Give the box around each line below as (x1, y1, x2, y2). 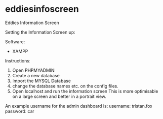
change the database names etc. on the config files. (12, 83, 119, 89)
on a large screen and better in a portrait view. (12, 93, 107, 99)
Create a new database (12, 72, 60, 78)
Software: (5, 38, 25, 45)
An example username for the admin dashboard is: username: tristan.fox (5, 103, 153, 109)
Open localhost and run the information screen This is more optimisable (12, 88, 159, 94)
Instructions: (5, 58, 31, 63)
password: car (5, 108, 35, 114)
